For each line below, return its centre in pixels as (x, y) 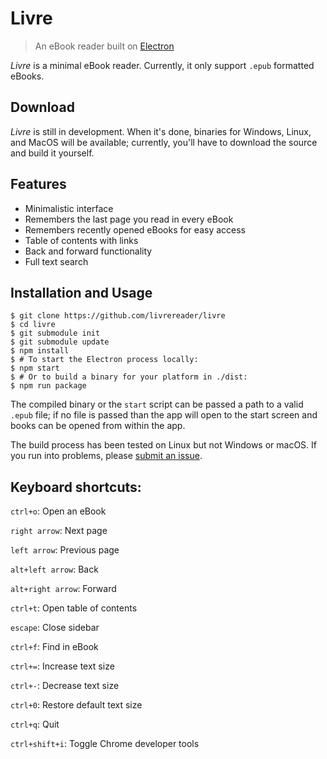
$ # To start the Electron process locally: (104, 360)
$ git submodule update (60, 342)
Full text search (56, 261)
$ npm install (40, 351)
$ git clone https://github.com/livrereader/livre (118, 316)
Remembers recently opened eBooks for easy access (135, 229)
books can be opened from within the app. (98, 426)
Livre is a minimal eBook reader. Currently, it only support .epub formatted (162, 65)
